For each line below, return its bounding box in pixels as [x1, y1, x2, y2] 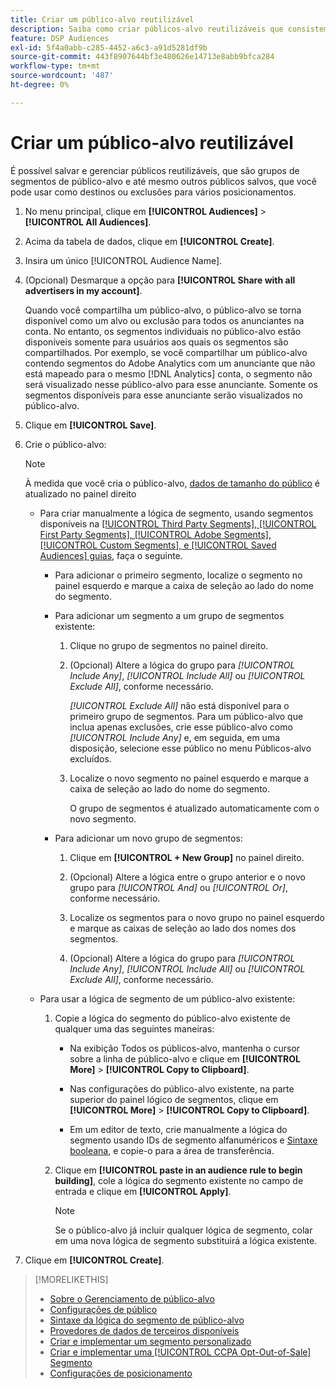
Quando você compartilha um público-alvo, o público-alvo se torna [24, 304, 302, 316]
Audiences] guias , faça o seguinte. [39, 549, 183, 561]
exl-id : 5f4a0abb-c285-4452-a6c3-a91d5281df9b [10, 42, 208, 53]
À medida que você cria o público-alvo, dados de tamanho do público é [24, 477, 320, 489]
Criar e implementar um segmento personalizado [49, 1335, 252, 1347]
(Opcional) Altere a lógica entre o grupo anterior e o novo [69, 871, 306, 883]
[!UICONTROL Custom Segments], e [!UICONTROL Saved [39, 539, 277, 551]
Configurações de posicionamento [49, 1367, 193, 1379]
